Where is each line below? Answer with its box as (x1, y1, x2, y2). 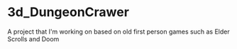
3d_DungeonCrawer (7, 4, 130, 20)
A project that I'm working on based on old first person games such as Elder (7, 27, 230, 36)
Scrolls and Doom (7, 34, 60, 43)
